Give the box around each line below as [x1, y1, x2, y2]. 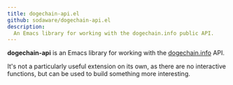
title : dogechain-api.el [7, 10, 80, 17]
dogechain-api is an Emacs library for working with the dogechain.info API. [7, 49, 225, 57]
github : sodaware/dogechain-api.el [7, 17, 111, 24]
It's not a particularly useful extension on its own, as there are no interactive [7, 62, 226, 70]
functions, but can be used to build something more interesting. [7, 70, 190, 78]
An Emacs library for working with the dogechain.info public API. [13, 29, 215, 37]
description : [7, 23, 45, 30]
